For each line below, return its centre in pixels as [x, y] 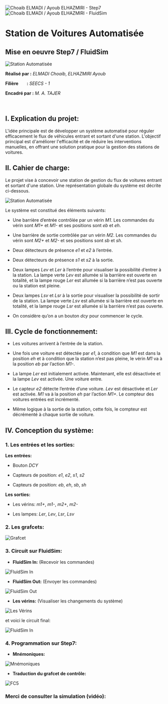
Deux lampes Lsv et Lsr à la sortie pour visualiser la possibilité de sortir [86, 295]
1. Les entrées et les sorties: [40, 445]
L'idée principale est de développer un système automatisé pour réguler [80, 131]
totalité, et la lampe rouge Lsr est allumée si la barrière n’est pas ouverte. [88, 306]
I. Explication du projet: [42, 119]
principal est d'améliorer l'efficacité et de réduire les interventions [73, 141]
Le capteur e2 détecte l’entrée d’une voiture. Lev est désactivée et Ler [85, 389]
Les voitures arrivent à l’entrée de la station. [58, 344]
